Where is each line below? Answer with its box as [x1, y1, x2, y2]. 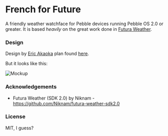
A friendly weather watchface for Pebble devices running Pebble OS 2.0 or [5, 21, 163, 27]
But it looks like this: [5, 61, 48, 67]
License [5, 113, 26, 120]
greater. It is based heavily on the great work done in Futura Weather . [5, 26, 153, 32]
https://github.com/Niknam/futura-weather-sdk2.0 [12, 100, 120, 106]
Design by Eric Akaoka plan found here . [5, 50, 89, 57]
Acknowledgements [5, 83, 57, 90]
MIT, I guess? [5, 125, 34, 131]
